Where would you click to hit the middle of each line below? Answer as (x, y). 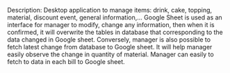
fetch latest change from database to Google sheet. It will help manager (110, 47)
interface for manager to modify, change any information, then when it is (111, 25)
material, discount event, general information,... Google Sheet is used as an (115, 17)
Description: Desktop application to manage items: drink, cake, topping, (110, 10)
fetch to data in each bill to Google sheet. (66, 62)
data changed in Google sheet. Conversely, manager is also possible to (109, 40)
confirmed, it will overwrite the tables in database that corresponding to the (115, 32)
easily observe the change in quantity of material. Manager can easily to (110, 54)
